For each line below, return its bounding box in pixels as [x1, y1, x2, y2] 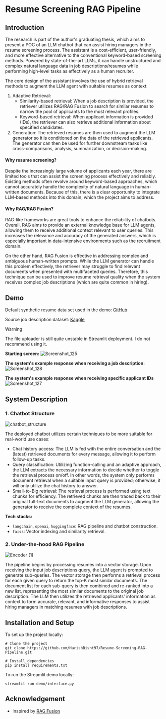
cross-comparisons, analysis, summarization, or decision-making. [12, 146, 148, 151]
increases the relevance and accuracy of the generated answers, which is [5, 233, 156, 239]
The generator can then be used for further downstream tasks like [12, 140, 148, 146]
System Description [5, 395, 68, 403]
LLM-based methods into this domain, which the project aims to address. [5, 194, 155, 200]
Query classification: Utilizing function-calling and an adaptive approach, [12, 461, 162, 467]
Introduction [5, 23, 45, 32]
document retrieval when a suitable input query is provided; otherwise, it [12, 477, 161, 483]
